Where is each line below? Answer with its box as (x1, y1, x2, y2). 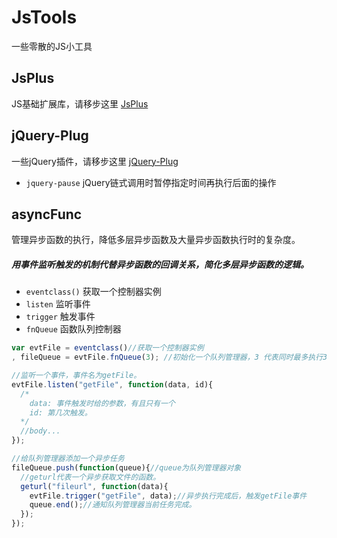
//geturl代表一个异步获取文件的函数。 (20, 472, 161, 482)
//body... (20, 426, 61, 436)
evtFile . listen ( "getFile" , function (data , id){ (11, 379, 214, 390)
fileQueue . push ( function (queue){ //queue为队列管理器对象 (11, 462, 242, 473)
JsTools (11, 6, 78, 29)
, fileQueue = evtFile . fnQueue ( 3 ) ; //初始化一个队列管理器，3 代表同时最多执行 (11, 352, 324, 363)
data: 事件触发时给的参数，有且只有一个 (29, 398, 176, 408)
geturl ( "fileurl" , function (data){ (20, 481, 169, 491)
